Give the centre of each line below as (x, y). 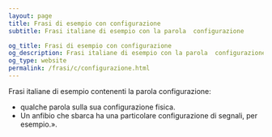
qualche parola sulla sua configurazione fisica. (98, 107)
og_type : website (38, 61)
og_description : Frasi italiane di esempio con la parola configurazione (137, 54)
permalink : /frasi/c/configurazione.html (79, 68)
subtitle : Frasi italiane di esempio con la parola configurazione (126, 31)
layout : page (30, 16)
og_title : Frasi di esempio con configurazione (90, 45)
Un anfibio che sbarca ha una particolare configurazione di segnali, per (139, 115)
